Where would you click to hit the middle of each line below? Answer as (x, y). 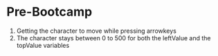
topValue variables (43, 45)
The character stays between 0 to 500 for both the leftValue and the (113, 38)
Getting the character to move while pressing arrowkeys (97, 31)
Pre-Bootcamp (49, 12)
